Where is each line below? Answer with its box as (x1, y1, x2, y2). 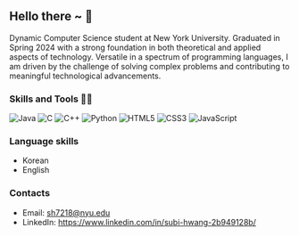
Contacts (9, 187, 51, 199)
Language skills (9, 135, 79, 148)
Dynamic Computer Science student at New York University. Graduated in (9, 32, 281, 43)
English (21, 165, 50, 175)
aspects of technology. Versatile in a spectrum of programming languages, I (9, 51, 288, 62)
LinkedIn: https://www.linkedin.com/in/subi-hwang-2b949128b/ (21, 216, 257, 227)
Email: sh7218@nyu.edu (21, 207, 111, 218)
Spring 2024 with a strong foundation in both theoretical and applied (9, 42, 262, 53)
